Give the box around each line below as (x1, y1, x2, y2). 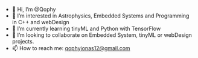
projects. (11, 38, 34, 45)
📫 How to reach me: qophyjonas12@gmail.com (11, 45, 131, 51)
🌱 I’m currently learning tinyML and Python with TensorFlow (11, 25, 161, 32)
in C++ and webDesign (11, 19, 69, 25)
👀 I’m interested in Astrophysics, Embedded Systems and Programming (11, 12, 190, 19)
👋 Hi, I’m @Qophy (11, 6, 56, 13)
